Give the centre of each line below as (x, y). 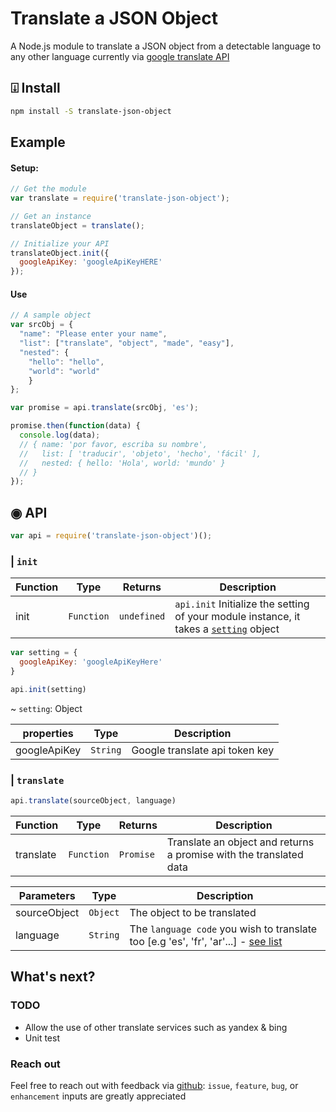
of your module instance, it (237, 617)
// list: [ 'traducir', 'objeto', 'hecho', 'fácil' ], (140, 453)
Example (38, 142)
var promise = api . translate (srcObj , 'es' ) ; (104, 408)
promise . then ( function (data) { (75, 426)
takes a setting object (227, 629)
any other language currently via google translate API (120, 56)
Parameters (47, 895)
